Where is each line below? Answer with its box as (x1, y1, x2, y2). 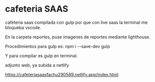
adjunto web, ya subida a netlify (5, 62, 69, 68)
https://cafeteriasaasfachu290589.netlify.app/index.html (5, 71, 118, 77)
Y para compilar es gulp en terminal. (5, 52, 78, 59)
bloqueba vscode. (5, 24, 41, 30)
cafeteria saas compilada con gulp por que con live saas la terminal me (5, 19, 148, 25)
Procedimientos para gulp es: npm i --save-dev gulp (5, 43, 111, 49)
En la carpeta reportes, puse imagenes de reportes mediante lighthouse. (5, 34, 151, 40)
